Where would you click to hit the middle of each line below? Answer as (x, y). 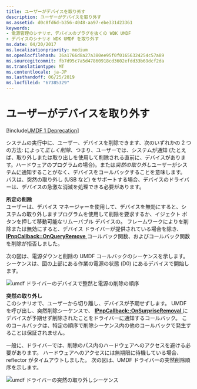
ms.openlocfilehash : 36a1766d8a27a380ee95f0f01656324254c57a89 (85, 55)
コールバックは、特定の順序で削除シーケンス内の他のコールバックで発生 (98, 325)
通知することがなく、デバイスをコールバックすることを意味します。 (103, 172)
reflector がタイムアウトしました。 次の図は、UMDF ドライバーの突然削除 (96, 360)
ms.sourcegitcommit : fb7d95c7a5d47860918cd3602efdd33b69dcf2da (85, 61)
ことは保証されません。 (39, 332)
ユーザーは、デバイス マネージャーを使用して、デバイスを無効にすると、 (94, 206)
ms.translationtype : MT (35, 66)
